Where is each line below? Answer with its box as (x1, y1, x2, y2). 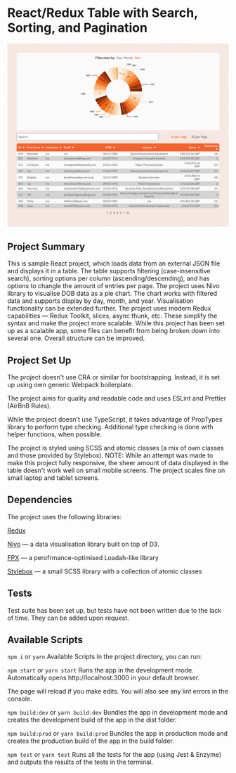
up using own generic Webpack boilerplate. (7, 380, 133, 389)
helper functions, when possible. (7, 430, 102, 439)
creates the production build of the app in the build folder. (7, 736, 174, 746)
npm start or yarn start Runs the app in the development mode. (7, 666, 195, 675)
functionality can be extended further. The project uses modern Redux (7, 304, 211, 313)
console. (7, 694, 33, 703)
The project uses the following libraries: (7, 512, 122, 521)
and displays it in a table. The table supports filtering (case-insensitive (7, 267, 211, 275)
